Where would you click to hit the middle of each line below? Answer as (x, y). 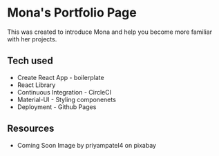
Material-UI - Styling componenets (66, 99)
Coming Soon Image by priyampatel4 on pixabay (87, 145)
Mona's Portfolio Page (72, 13)
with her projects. (32, 39)
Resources (31, 129)
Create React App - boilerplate (61, 77)
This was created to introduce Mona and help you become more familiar (110, 32)
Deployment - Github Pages (57, 107)
